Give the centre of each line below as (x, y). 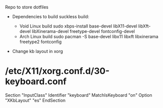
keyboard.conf (36, 82)
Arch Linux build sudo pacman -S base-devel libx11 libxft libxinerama (89, 37)
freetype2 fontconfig (41, 42)
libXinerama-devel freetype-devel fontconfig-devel (83, 31)
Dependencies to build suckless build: (51, 16)
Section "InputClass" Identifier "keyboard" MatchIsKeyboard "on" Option (79, 95)
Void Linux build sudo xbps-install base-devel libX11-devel (78, 26)
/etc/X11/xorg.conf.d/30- (57, 71)
